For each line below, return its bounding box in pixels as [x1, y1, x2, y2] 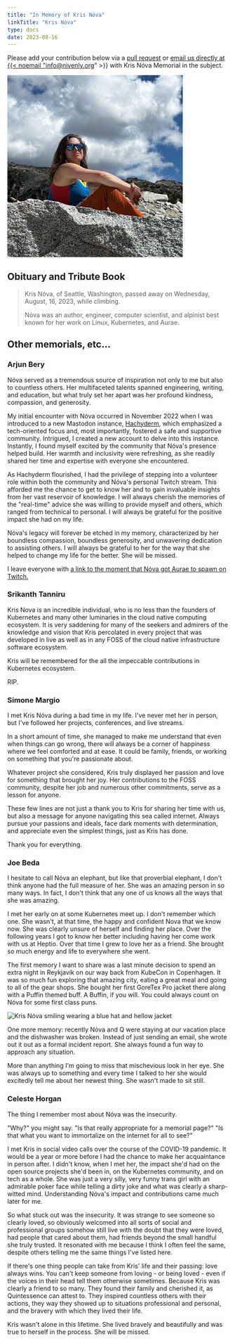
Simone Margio [7, 695, 60, 705]
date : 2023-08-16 [7, 34, 58, 41]
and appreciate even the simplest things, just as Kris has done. [7, 827, 189, 835]
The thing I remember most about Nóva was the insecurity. [7, 1110, 177, 1118]
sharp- [208, 1182, 228, 1190]
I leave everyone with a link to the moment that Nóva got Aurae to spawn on [7, 565, 227, 573]
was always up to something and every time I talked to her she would [7, 1069, 207, 1077]
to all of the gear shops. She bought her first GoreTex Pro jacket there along [7, 983, 226, 991]
